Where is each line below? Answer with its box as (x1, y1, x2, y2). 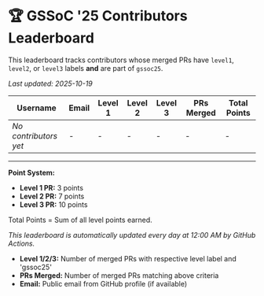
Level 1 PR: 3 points (19, 183, 84, 192)
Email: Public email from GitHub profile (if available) (19, 279, 188, 288)
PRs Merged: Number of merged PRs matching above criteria (19, 270, 219, 280)
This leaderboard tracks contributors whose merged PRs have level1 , (8, 55, 234, 65)
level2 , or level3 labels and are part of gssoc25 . (8, 63, 163, 72)
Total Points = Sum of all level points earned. (8, 215, 153, 224)
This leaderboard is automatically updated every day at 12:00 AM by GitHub (8, 230, 256, 239)
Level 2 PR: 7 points (19, 191, 85, 201)
